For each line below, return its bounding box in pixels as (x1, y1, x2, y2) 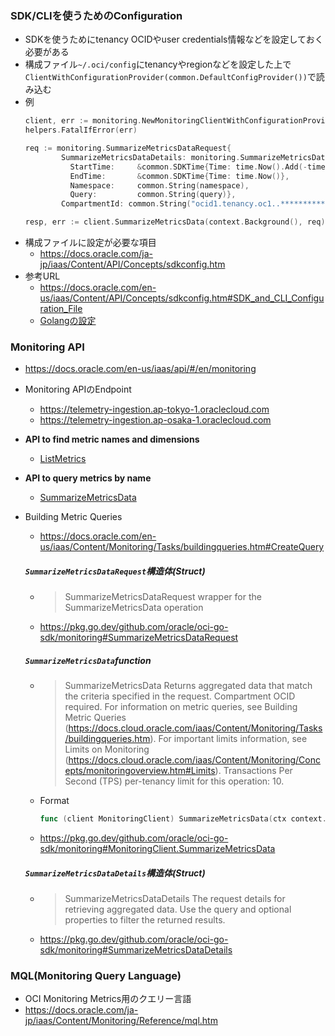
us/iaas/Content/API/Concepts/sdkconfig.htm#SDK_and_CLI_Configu (39, 292, 325, 304)
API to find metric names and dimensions (24, 433, 200, 446)
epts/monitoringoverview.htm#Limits (64, 765, 216, 777)
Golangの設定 (39, 315, 97, 327)
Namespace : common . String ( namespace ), (69, 180, 250, 191)
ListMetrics (39, 453, 87, 465)
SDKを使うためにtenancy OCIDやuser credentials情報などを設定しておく (24, 33, 324, 46)
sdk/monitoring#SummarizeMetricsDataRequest (39, 632, 239, 644)
